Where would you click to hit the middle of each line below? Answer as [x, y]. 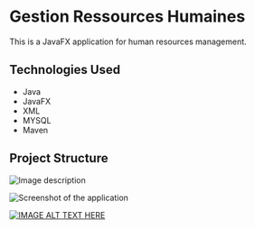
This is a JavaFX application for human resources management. [128, 41]
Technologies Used [65, 70]
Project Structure [59, 158]
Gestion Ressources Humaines [127, 17]
